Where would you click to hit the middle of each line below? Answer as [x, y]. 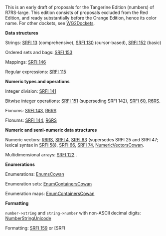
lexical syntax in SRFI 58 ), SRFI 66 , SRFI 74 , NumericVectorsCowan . [75, 145]
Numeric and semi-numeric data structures [51, 130]
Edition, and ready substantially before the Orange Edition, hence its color [81, 18]
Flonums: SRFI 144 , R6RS [31, 120]
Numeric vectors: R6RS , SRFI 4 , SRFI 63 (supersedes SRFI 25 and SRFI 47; [82, 140]
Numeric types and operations [37, 81]
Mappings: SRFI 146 [26, 62]
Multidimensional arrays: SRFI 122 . [41, 155]
